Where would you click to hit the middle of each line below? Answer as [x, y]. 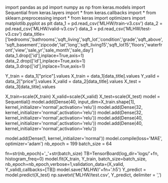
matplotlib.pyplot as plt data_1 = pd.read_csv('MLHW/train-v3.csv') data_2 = [84, 23]
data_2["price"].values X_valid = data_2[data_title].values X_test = [73, 81]
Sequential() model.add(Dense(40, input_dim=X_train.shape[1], [70, 102]
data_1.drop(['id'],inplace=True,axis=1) [45, 55]
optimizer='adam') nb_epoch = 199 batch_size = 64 [59, 144]
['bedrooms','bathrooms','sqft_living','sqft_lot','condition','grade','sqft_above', [84, 39]
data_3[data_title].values [30, 87]
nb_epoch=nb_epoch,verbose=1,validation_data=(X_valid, [65, 164]
